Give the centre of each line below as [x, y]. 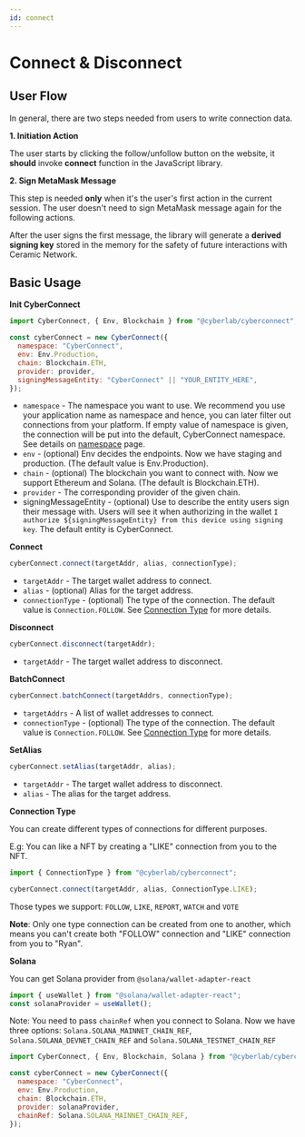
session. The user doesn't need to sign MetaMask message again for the [146, 208]
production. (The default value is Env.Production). [115, 463]
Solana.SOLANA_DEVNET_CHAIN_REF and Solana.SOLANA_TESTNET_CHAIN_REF [143, 1040]
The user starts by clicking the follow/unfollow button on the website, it [142, 153]
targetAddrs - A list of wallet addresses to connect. [118, 713]
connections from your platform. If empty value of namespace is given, [155, 425]
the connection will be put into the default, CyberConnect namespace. [154, 435]
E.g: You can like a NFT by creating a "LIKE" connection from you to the [143, 846]
